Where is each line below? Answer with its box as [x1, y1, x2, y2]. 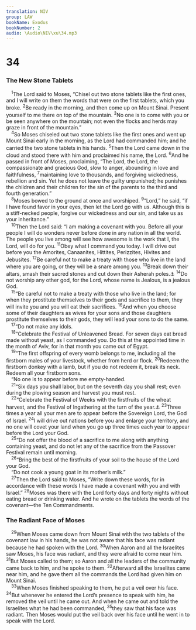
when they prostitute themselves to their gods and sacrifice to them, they [6, 296, 183, 303]
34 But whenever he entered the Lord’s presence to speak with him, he [6, 590, 174, 598]
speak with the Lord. [6, 617, 56, 624]
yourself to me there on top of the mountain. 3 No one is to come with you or [6, 110, 189, 118]
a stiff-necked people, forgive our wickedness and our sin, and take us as [6, 209, 183, 217]
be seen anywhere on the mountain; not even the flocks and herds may [6, 118, 178, 125]
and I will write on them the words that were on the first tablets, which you [6, 97, 185, 104]
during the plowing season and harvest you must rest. [6, 389, 136, 396]
